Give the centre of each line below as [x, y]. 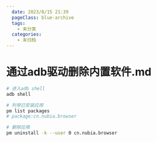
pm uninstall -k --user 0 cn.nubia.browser [62, 133]
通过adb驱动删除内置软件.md [79, 72]
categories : [27, 35]
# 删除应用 [18, 127]
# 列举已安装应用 [25, 105]
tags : [19, 23]
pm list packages [28, 111]
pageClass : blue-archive [43, 18]
